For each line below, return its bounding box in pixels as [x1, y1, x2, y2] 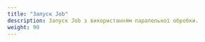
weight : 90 [7, 23, 40, 31]
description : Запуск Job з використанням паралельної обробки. [7, 17, 199, 24]
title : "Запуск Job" [7, 10, 69, 18]
